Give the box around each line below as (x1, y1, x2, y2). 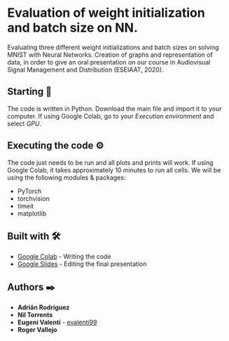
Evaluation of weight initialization (7, 5, 205, 21)
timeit (17, 201, 34, 210)
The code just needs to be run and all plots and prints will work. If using (7, 158, 214, 166)
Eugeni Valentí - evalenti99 (17, 318, 97, 327)
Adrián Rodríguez (17, 303, 70, 312)
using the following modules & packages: (7, 173, 126, 182)
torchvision (17, 194, 50, 203)
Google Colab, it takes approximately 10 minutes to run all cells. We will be (7, 166, 221, 174)
